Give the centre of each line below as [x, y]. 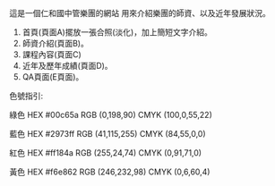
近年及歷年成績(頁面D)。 [68, 66]
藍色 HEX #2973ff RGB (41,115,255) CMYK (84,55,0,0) [107, 134]
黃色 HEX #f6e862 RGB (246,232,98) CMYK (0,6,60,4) [110, 172]
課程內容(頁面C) [52, 55]
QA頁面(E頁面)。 [53, 77]
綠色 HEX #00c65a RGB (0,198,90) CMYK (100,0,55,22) [111, 115]
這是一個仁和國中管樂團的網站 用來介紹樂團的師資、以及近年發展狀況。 [140, 13]
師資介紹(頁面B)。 [56, 43]
